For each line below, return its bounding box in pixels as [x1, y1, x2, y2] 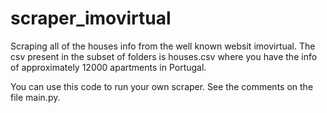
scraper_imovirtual [10, 7, 172, 30]
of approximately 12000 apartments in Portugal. [10, 61, 207, 73]
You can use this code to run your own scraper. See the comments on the [10, 80, 314, 92]
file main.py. [10, 91, 61, 103]
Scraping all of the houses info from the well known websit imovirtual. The [10, 40, 316, 52]
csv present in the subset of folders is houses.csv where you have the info [10, 50, 318, 62]
